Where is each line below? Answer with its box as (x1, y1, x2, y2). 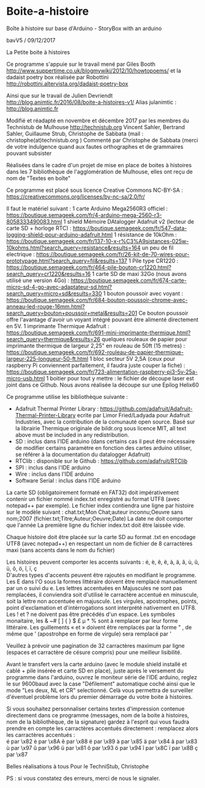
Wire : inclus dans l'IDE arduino (15, 470, 94, 478)
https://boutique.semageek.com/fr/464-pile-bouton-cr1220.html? (6, 263, 171, 271)
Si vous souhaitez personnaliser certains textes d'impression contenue (6, 705, 185, 712)
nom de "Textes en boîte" (6, 174, 71, 182)
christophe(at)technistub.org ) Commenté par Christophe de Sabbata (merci (6, 136, 198, 144)
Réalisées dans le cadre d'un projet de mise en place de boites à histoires (6, 161, 192, 168)
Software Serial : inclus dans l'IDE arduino (15, 476, 121, 484)
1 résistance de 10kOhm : (114, 230, 177, 238)
